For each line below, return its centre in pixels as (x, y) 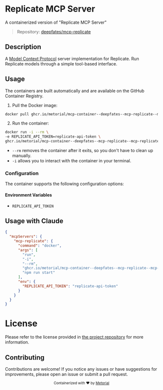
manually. (22, 156)
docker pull (17, 114)
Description (23, 47)
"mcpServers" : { (26, 237)
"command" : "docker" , (40, 246)
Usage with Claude (34, 221)
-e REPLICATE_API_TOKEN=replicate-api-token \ (53, 137)
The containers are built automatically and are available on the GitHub (75, 91)
